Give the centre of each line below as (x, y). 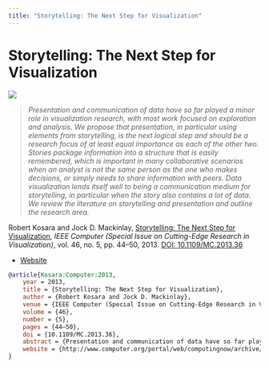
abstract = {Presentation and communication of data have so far (134, 342)
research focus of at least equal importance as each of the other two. (143, 144)
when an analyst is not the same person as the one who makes (132, 169)
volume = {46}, (48, 312)
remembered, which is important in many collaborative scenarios (136, 160)
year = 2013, (44, 282)
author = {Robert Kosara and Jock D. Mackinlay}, (107, 297)
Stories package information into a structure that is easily (123, 152)
